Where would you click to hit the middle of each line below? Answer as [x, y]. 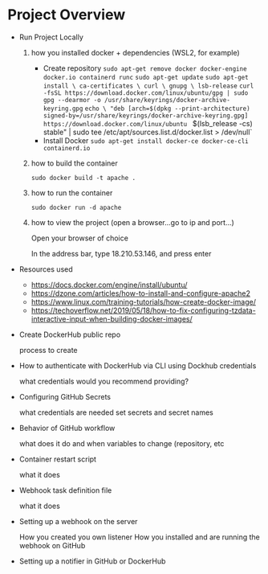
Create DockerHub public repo [70, 334]
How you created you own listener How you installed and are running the [139, 537]
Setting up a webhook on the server [78, 521]
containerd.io [67, 148]
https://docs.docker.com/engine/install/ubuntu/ [109, 285]
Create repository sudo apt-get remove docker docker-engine [145, 68]
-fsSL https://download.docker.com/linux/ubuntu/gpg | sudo [146, 93]
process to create [48, 350]
